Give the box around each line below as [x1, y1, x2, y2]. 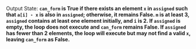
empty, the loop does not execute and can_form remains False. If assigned [6, 23, 186, 30]
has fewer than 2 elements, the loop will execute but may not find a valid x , [6, 30, 191, 37]
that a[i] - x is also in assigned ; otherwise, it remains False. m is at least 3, [6, 11, 190, 18]
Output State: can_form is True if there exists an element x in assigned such [6, 5, 188, 12]
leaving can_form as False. [6, 36, 70, 43]
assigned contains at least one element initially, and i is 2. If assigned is [6, 17, 181, 24]
